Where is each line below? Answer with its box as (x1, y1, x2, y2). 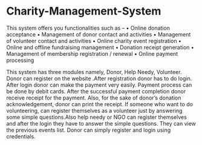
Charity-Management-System (6, 4, 161, 18)
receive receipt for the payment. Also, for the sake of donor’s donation (6, 94, 181, 101)
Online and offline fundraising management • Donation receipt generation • (6, 44, 195, 51)
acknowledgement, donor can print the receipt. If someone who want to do (6, 100, 194, 107)
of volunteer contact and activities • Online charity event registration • (6, 37, 181, 44)
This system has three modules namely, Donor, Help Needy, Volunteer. (6, 68, 182, 75)
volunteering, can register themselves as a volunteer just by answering (6, 107, 183, 114)
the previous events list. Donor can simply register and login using (6, 126, 171, 133)
